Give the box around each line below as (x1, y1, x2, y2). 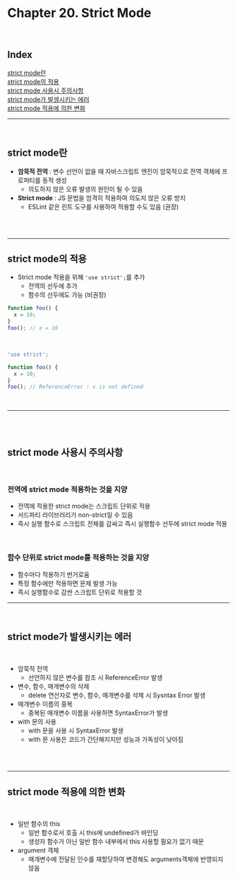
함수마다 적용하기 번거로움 (17, 570, 90, 578)
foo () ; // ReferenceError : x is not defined (7, 383, 143, 390)
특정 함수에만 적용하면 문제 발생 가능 (17, 578, 118, 588)
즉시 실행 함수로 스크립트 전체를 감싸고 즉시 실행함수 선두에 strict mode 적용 (17, 520, 228, 528)
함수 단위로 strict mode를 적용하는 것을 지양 (7, 553, 150, 563)
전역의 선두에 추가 (28, 281, 78, 291)
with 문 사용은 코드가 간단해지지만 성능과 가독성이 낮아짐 (28, 735, 184, 744)
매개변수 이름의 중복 (17, 700, 73, 709)
